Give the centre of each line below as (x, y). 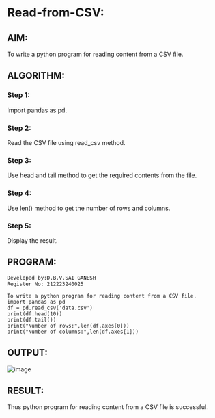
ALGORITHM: (36, 76)
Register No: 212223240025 (45, 284)
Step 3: (19, 160)
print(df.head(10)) (35, 314)
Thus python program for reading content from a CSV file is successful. (107, 407)
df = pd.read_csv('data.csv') (50, 308)
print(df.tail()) (32, 319)
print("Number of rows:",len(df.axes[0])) (68, 326)
